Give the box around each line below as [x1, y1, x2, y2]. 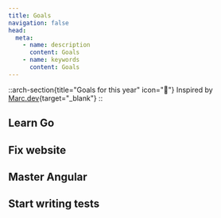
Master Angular [8, 170, 87, 183]
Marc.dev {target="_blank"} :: [8, 93, 103, 103]
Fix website [8, 143, 66, 157]
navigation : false [8, 19, 69, 27]
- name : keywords [22, 56, 80, 64]
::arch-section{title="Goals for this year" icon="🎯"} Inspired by [8, 85, 213, 94]
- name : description [22, 41, 91, 49]
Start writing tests [8, 197, 100, 211]
